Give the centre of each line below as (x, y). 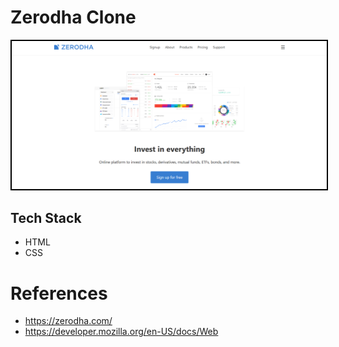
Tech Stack (46, 218)
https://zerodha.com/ (68, 321)
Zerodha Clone (73, 17)
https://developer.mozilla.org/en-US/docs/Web (121, 332)
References (59, 293)
